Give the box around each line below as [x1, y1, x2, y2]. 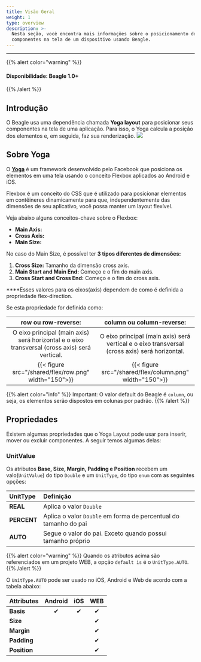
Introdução [6, 103, 48, 113]
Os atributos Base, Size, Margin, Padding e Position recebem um [6, 465, 167, 472]
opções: [6, 478, 26, 485]
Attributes [9, 597, 39, 605]
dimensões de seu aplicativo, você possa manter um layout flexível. [6, 202, 173, 209]
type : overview [6, 20, 44, 26]
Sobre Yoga [6, 150, 50, 160]
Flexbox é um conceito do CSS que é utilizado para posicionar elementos [6, 190, 187, 197]
